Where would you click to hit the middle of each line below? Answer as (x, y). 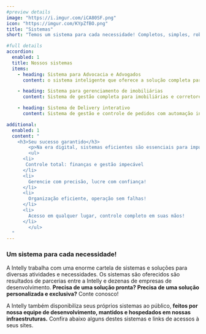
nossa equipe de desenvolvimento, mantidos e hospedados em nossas (99, 312)
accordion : (20, 52)
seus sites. (20, 325)
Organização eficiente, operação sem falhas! (88, 199)
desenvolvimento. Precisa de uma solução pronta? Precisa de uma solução (103, 287)
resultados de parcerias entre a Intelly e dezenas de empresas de (89, 281)
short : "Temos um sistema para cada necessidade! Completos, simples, (98, 35)
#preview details (29, 12)
